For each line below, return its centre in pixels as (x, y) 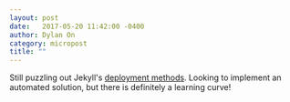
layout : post (34, 18)
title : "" (28, 52)
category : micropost (49, 43)
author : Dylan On (42, 35)
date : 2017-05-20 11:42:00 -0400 (77, 26)
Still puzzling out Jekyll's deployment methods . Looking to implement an (145, 77)
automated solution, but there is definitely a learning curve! (120, 87)
